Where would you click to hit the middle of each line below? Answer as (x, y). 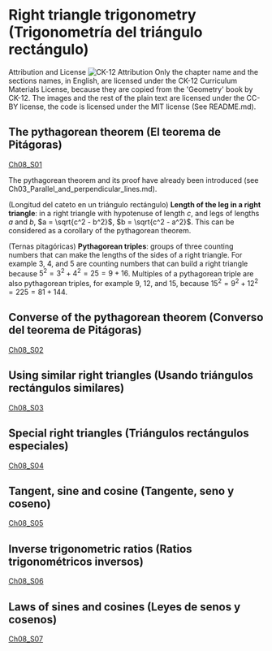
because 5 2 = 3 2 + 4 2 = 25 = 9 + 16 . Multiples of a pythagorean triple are (131, 272)
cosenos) (33, 619)
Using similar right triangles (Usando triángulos (131, 375)
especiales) (39, 446)
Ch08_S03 (26, 407)
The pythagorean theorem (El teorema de (115, 132)
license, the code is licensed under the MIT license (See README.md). (138, 106)
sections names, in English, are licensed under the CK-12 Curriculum (123, 80)
